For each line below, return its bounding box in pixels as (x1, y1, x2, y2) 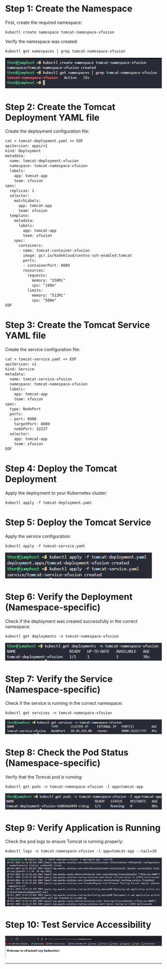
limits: (27, 288, 43, 293)
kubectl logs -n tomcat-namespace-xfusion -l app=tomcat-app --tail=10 (5, 849, 157, 854)
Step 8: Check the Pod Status (5, 747, 129, 758)
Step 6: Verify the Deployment (5, 591, 133, 603)
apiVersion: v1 (5, 362, 37, 367)
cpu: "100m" (31, 283, 57, 288)
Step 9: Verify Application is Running (5, 822, 161, 833)
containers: (18, 243, 43, 248)
